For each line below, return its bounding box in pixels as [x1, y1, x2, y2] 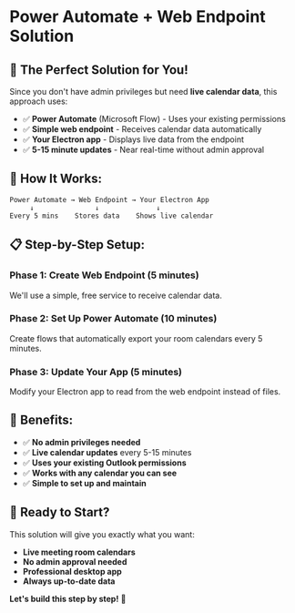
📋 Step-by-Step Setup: [9, 237, 146, 252]
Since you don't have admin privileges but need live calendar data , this [9, 87, 278, 97]
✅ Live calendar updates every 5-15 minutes [22, 446, 192, 457]
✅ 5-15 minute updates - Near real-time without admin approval [22, 144, 265, 155]
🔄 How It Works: [9, 171, 103, 187]
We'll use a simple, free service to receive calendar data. [9, 290, 223, 301]
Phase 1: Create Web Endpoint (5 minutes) [9, 269, 199, 281]
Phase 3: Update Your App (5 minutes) [9, 365, 182, 378]
